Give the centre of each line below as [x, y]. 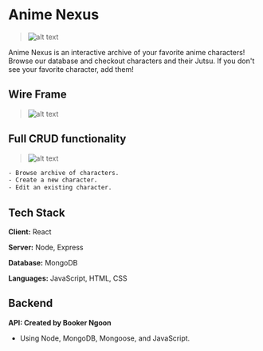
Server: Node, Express [46, 247]
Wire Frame [38, 95]
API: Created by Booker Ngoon [60, 322]
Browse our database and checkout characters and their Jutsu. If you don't [131, 61]
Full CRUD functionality [67, 139]
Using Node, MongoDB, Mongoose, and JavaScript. [105, 338]
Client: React [30, 232]
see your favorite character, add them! [71, 69]
